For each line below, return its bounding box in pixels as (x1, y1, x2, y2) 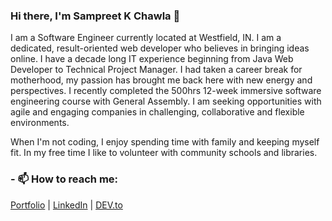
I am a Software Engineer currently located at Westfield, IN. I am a (10, 32, 282, 44)
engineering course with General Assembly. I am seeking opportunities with (10, 95, 322, 108)
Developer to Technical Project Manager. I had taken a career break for (10, 64, 303, 76)
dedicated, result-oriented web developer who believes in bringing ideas (10, 42, 310, 54)
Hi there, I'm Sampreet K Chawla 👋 (10, 9, 181, 23)
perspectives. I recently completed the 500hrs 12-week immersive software (10, 85, 322, 97)
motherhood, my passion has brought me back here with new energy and (10, 74, 313, 86)
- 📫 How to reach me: (10, 172, 119, 186)
